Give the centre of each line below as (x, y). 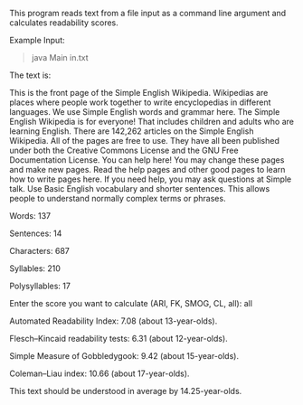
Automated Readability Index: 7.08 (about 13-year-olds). (114, 321)
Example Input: (37, 40)
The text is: (30, 75)
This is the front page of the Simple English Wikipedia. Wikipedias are (139, 93)
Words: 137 (30, 216)
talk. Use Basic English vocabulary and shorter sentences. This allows (140, 188)
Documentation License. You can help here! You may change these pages (147, 160)
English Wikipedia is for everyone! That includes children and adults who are (152, 122)
